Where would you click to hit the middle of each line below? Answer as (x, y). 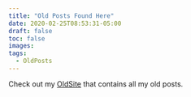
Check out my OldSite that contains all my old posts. (96, 84)
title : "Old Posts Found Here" (61, 16)
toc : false (27, 38)
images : (22, 46)
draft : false (30, 31)
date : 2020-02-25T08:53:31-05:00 (65, 23)
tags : (17, 53)
